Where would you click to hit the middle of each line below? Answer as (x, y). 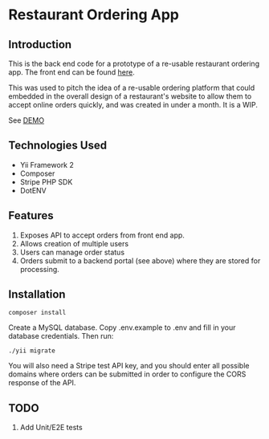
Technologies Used (57, 146)
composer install (37, 313)
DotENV (33, 190)
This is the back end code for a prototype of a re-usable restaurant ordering (134, 63)
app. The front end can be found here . (71, 72)
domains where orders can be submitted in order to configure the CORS (127, 374)
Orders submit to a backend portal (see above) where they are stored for (140, 260)
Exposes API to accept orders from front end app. (102, 235)
